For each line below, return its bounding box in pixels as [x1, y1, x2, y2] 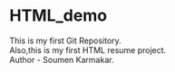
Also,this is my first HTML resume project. [9, 44, 167, 55]
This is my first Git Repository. [9, 35, 122, 46]
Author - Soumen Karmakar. [9, 54, 114, 65]
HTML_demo [9, 5, 107, 26]
